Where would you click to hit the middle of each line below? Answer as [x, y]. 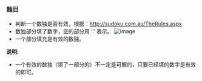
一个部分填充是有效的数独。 [50, 39]
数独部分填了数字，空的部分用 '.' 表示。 [64, 31]
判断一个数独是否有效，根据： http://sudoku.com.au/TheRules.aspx [98, 24]
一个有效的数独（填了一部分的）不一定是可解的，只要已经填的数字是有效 [105, 65]
